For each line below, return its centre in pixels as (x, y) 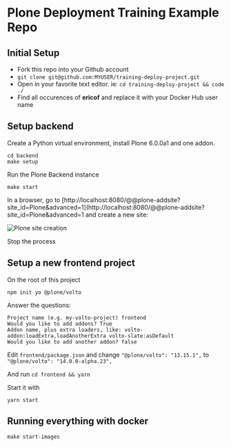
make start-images (33, 437)
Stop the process (32, 241)
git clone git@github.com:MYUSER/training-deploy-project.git (108, 77)
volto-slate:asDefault (142, 336)
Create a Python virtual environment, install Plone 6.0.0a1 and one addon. (111, 143)
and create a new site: (117, 215)
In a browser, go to (34, 200)
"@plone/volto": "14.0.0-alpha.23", (60, 361)
